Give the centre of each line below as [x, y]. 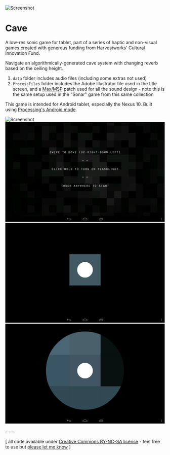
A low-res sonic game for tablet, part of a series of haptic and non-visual [81, 42]
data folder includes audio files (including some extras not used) [79, 78]
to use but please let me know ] [38, 447]
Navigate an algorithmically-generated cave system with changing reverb [82, 63]
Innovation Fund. [23, 53]
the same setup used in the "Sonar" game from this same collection [83, 94]
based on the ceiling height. [34, 68]
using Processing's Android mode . [41, 110]
